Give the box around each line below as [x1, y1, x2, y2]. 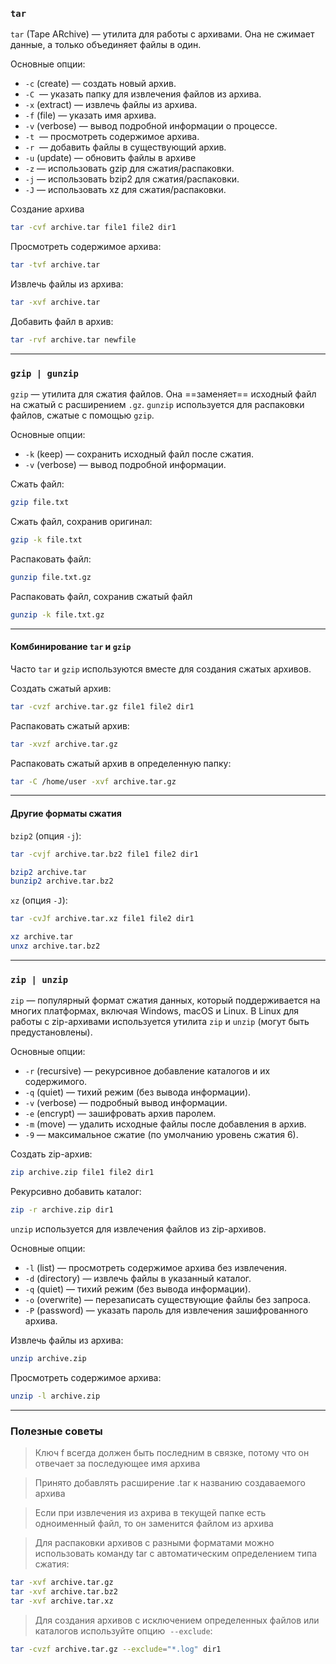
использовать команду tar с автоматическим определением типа [34, 1547, 318, 1559]
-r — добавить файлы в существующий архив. [24, 141, 227, 153]
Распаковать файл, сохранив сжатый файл [10, 590, 193, 602]
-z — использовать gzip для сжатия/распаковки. [24, 163, 235, 175]
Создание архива [10, 203, 85, 215]
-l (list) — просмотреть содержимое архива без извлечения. [24, 1261, 288, 1273]
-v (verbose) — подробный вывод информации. [24, 1097, 228, 1109]
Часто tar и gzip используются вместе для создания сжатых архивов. [10, 663, 312, 675]
